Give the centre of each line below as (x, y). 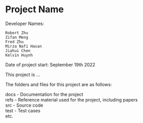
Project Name (35, 9)
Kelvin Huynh (19, 55)
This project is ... (23, 75)
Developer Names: (25, 23)
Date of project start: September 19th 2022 (50, 64)
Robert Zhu (17, 33)
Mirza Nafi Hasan (24, 46)
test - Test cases (23, 110)
